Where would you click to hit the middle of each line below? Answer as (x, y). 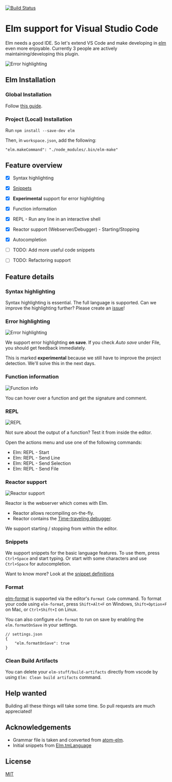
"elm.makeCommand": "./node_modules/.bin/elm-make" (62, 150)
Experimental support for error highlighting (59, 198)
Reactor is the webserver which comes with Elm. (57, 503)
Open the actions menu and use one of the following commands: (74, 442)
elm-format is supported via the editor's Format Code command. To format (83, 598)
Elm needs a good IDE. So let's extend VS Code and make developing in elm (86, 43)
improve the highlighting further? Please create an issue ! (65, 308)
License (18, 762)
